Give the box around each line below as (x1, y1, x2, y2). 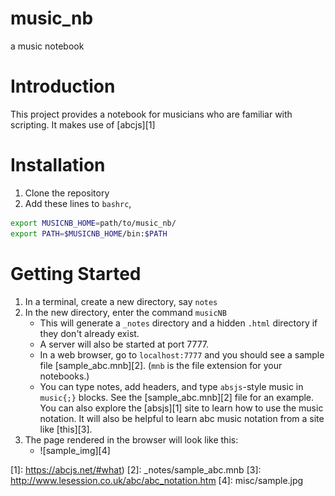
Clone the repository (24, 187, 110, 199)
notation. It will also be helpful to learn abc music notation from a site (39, 412, 325, 424)
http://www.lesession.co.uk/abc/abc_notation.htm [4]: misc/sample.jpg (10, 474, 304, 486)
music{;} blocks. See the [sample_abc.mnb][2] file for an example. (39, 391, 315, 403)
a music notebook (10, 40, 85, 52)
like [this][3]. (39, 423, 93, 435)
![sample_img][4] (39, 444, 111, 456)
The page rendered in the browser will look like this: (24, 433, 239, 446)
